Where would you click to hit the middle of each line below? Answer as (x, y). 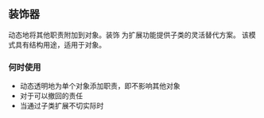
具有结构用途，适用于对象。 (60, 44)
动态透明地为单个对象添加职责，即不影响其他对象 (100, 86)
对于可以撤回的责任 (51, 96)
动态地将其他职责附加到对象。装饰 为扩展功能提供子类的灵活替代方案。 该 (128, 35)
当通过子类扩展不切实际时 (62, 106)
